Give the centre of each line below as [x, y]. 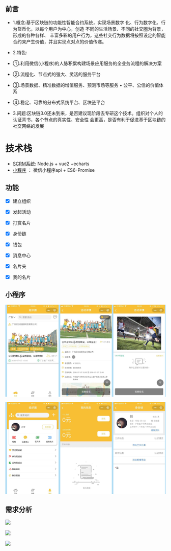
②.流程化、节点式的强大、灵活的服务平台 [56, 74]
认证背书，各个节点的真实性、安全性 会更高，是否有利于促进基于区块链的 [89, 120]
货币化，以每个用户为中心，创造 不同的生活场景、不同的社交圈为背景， [91, 29]
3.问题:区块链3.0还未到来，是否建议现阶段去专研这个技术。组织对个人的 [88, 113]
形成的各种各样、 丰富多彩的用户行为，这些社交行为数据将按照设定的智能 [89, 35]
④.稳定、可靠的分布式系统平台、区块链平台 [59, 102]
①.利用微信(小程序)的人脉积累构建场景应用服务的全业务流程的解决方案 [87, 63]
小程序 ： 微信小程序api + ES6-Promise [54, 170]
